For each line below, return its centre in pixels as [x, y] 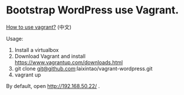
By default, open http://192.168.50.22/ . [53, 86]
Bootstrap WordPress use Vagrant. [93, 10]
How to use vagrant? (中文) [39, 27]
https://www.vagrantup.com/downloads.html [69, 62]
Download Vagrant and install [50, 56]
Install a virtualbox [37, 50]
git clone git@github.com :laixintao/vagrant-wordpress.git [84, 68]
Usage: [15, 38]
